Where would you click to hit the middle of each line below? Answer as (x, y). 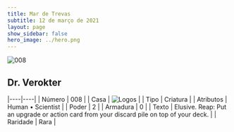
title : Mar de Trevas (39, 14)
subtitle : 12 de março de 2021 (53, 20)
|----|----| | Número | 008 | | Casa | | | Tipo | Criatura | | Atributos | (117, 99)
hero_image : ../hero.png (44, 40)
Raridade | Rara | (32, 121)
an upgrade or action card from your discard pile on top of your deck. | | (112, 114)
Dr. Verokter (35, 82)
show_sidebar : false (38, 34)
